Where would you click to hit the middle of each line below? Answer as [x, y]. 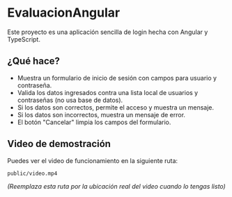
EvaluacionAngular [64, 13]
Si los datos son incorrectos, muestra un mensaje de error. [101, 114]
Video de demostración [59, 144]
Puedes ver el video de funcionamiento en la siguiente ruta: [93, 160]
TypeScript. [24, 39]
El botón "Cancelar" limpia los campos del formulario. [94, 122]
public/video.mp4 [32, 173]
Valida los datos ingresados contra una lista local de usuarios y [108, 92]
